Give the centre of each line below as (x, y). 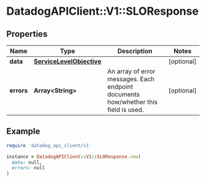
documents (123, 94)
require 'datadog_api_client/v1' (49, 145)
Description (135, 51)
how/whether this (132, 102)
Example (23, 131)
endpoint (120, 87)
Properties (27, 34)
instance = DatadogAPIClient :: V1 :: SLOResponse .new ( (74, 157)
